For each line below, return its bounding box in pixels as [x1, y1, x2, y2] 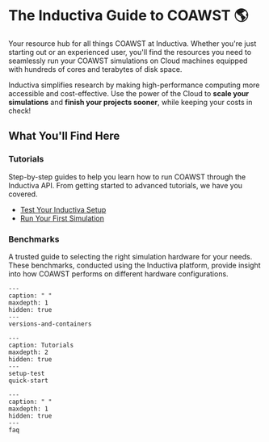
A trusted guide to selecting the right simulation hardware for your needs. [8, 251, 253, 261]
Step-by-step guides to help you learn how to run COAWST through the [8, 171, 246, 182]
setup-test [8, 369, 45, 377]
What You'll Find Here [8, 129, 120, 143]
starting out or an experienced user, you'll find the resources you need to [8, 47, 252, 57]
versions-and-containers [8, 320, 92, 328]
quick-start [8, 377, 48, 385]
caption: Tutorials [8, 341, 74, 349]
